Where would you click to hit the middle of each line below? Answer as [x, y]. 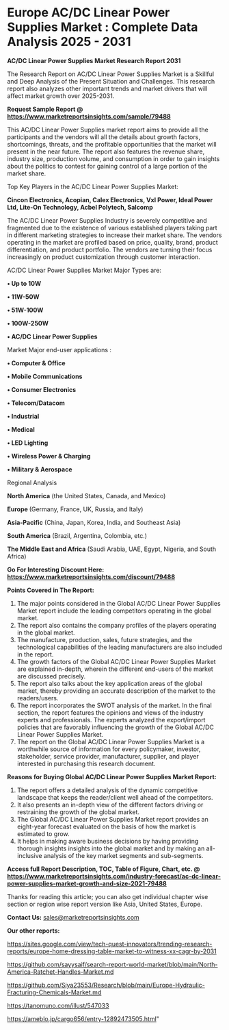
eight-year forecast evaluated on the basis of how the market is [106, 826]
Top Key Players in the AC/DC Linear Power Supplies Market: [93, 186]
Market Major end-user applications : [59, 350]
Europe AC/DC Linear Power [89, 13]
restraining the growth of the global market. [78, 812]
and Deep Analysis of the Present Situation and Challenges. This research [111, 81]
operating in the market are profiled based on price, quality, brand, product [113, 242]
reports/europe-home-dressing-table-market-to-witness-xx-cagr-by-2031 [112, 951]
